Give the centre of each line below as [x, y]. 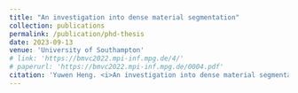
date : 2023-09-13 [41, 42]
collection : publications [57, 26]
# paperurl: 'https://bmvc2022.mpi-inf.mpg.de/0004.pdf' [117, 67]
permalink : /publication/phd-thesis [77, 34]
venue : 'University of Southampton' [77, 50]
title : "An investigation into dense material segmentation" [125, 17]
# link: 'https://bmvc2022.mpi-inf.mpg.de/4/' [97, 58]
